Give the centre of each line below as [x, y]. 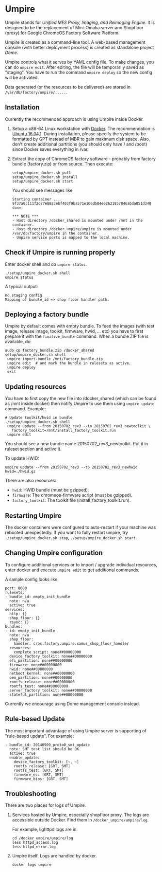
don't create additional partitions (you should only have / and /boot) [80, 144]
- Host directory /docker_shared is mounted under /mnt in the [77, 220]
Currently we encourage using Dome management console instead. [73, 704]
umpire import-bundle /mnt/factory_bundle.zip [55, 359]
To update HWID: [22, 458]
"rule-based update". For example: [40, 736]
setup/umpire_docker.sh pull [41, 173]
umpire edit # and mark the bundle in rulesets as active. [69, 363]
